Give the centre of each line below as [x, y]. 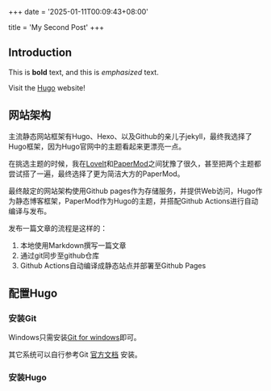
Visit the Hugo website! [47, 87]
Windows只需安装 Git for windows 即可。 [75, 338]
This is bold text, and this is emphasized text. [83, 72]
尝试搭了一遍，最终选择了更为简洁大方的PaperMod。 [96, 174]
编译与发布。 [29, 211]
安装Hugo [27, 377]
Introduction [40, 53]
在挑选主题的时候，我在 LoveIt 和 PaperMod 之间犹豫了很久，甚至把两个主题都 [135, 163]
